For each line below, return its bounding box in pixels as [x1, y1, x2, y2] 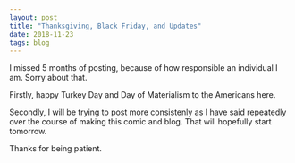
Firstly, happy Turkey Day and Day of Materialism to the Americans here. [9, 90, 276, 100]
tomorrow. [9, 126, 47, 137]
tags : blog [9, 38, 50, 47]
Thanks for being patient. [9, 143, 103, 154]
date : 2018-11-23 [9, 30, 74, 39]
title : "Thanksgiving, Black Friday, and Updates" [9, 21, 202, 30]
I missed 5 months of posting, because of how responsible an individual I [9, 63, 279, 73]
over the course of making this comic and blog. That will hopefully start [9, 116, 272, 127]
